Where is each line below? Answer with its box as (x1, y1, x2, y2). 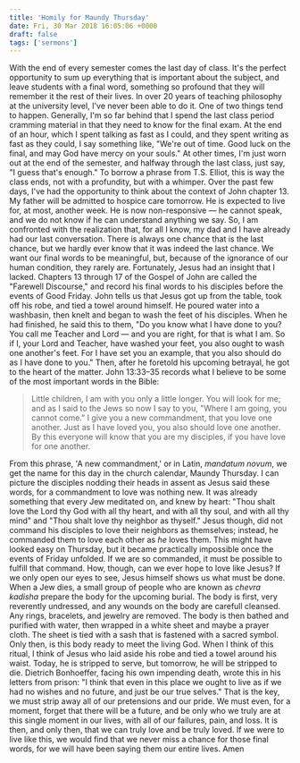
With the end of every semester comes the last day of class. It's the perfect (9, 63, 287, 73)
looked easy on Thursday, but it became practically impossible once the (9, 544, 274, 555)
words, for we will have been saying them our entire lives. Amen (9, 743, 245, 754)
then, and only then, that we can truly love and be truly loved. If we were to (9, 725, 285, 735)
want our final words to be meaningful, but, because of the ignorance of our (9, 252, 288, 264)
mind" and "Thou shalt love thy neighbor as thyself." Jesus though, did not (9, 515, 283, 526)
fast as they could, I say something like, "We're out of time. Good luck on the (9, 139, 291, 149)
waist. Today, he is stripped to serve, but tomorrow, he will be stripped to (9, 658, 278, 669)
